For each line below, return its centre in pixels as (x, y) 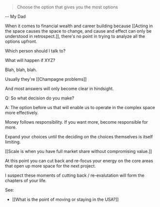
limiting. (13, 142)
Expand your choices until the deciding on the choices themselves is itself (79, 137)
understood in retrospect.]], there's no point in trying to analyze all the (75, 36)
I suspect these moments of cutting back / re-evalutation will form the (75, 175)
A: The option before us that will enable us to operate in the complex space (80, 107)
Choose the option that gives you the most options (67, 7)
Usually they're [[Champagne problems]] (46, 79)
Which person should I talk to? (35, 51)
